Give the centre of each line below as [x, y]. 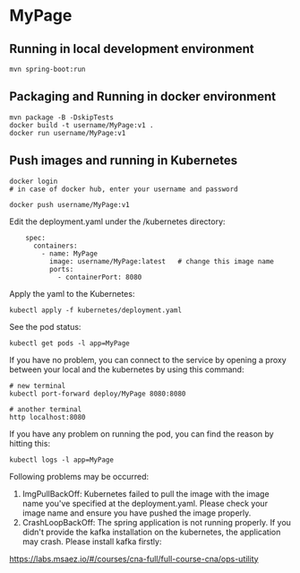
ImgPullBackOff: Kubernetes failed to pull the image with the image [146, 493]
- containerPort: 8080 [99, 277]
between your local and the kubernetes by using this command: [127, 369]
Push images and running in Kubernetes [124, 161]
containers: [55, 246]
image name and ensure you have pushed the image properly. [137, 513]
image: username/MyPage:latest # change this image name [162, 261]
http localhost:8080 [48, 417]
